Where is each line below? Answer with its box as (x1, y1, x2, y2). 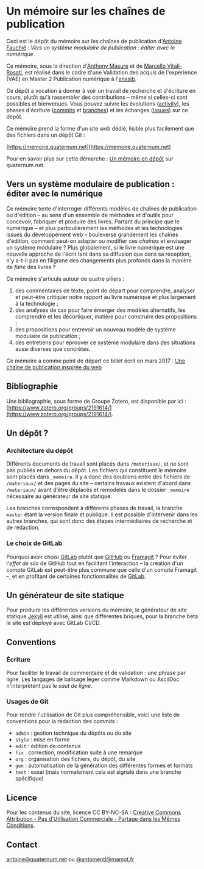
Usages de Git (6, 697, 49, 705)
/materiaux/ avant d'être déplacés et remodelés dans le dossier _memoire (6, 486, 190, 494)
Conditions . (6, 822, 35, 829)
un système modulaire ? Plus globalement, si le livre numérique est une (6, 243, 185, 251)
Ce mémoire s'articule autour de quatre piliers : (6, 275, 125, 282)
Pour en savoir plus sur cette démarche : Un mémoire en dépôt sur (6, 154, 174, 162)
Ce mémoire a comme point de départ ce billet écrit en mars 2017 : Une (6, 357, 186, 364)
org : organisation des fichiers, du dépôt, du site (15, 755, 136, 763)
